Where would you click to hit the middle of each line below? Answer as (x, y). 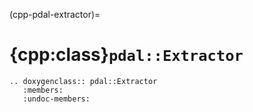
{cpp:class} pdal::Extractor (126, 55)
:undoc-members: (56, 99)
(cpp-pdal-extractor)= (55, 14)
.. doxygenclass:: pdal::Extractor (83, 81)
